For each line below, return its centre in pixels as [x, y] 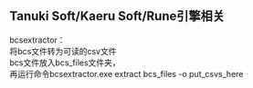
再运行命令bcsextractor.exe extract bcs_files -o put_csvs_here [126, 73]
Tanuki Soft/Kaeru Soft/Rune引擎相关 [117, 16]
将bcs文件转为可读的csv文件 [63, 51]
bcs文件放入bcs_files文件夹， [65, 63]
